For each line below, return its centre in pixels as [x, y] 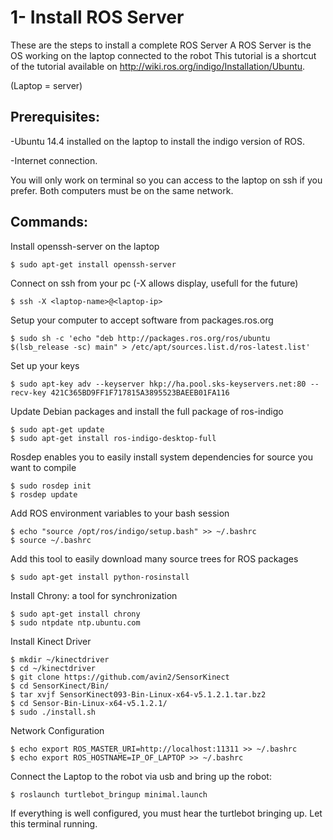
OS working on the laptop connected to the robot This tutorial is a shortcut [163, 55]
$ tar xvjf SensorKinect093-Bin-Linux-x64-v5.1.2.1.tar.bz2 [138, 694]
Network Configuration [57, 730]
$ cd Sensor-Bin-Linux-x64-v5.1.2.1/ [89, 703]
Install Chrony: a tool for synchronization [94, 595]
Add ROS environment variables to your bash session [120, 513]
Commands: [49, 222]
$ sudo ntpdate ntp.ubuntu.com [75, 622]
